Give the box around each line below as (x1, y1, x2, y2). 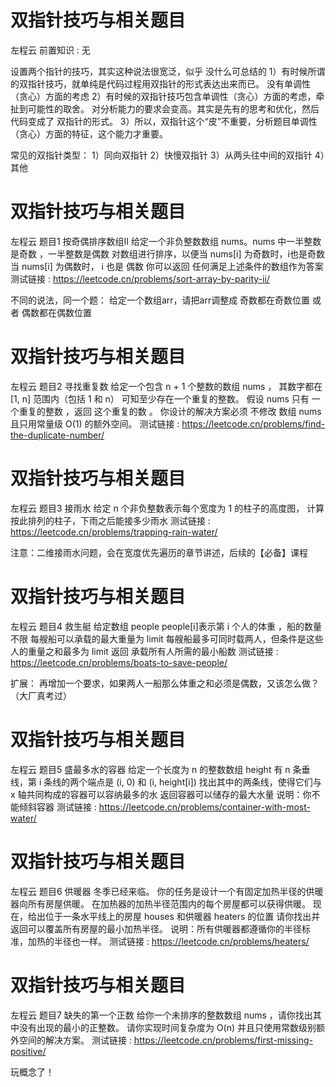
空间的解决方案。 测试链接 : (18, 1034, 132, 1046)
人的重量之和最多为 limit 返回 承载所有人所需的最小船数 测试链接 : (10, 645, 279, 657)
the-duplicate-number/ (10, 429, 105, 441)
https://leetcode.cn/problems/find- (181, 417, 326, 430)
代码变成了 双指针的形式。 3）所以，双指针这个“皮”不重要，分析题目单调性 (10, 115, 318, 127)
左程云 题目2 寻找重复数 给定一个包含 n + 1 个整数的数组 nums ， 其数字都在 (10, 380, 323, 392)
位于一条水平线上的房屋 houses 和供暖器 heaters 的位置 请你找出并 (44, 910, 321, 922)
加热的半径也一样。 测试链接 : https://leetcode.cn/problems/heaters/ (27, 935, 310, 947)
